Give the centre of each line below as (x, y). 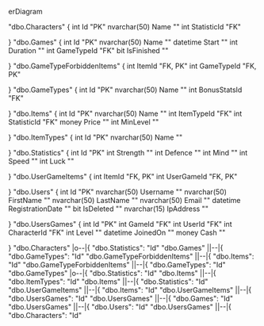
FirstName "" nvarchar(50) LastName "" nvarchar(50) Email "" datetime (124, 200)
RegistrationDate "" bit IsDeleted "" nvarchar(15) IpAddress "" (108, 209)
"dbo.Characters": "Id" (45, 315)
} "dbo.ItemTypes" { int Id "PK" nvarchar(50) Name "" (96, 137)
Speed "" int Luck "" (41, 161)
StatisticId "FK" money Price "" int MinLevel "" (84, 122)
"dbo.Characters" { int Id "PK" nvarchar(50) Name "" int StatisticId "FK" (125, 27)
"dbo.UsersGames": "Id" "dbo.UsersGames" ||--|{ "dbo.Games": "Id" (121, 298)
